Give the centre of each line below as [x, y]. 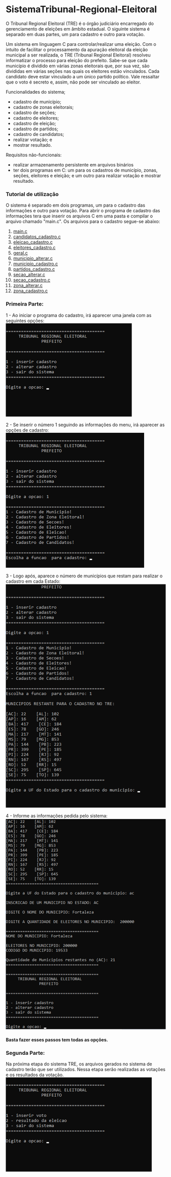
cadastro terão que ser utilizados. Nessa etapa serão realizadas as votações [85, 1070]
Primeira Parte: [25, 304]
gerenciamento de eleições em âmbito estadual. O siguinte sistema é [78, 29]
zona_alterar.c [28, 286]
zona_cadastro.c [30, 291]
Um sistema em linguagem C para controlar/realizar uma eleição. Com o [81, 44]
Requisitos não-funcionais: [34, 155]
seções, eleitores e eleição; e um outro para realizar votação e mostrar [87, 175]
